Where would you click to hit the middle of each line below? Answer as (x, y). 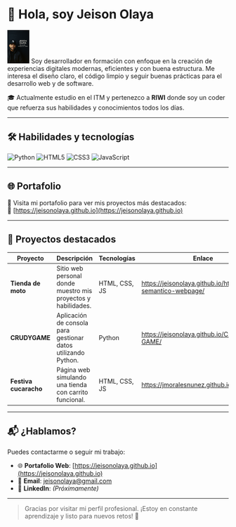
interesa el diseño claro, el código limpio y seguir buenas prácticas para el (115, 76)
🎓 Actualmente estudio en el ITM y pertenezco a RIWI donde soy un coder (116, 97)
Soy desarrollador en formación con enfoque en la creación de (122, 61)
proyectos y (74, 298)
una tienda (72, 385)
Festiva (21, 381)
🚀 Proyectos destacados (62, 239)
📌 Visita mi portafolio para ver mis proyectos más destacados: (97, 203)
